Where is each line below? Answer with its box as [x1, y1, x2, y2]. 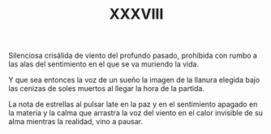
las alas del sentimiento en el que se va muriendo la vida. [8, 59, 200, 69]
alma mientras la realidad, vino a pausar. [8, 117, 144, 127]
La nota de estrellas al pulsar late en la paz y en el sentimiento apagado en [8, 99, 258, 110]
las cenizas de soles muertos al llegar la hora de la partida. [8, 84, 205, 93]
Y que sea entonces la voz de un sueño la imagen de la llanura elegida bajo [8, 75, 260, 85]
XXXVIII [109, 5, 164, 24]
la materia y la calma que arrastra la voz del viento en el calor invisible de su [8, 108, 264, 118]
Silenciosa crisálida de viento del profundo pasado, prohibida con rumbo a [8, 50, 258, 61]
